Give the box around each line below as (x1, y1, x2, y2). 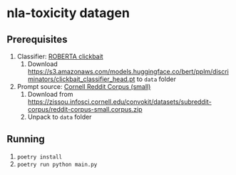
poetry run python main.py (16, 161, 98, 168)
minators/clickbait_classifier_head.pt (27, 75, 135, 83)
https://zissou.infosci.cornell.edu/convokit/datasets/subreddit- (27, 97, 212, 106)
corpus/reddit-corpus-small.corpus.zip (27, 105, 143, 113)
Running (6, 133, 46, 145)
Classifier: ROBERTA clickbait (16, 52, 104, 60)
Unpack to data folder (27, 112, 92, 121)
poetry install (16, 153, 63, 161)
